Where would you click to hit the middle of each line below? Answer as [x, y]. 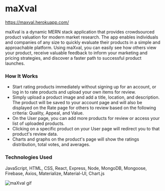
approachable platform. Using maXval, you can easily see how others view [81, 47]
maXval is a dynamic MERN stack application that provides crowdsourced [80, 32]
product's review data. [35, 134]
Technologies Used [29, 157]
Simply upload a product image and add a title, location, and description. [86, 97]
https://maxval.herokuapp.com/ [37, 22]
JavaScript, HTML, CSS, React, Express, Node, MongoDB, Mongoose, [76, 168]
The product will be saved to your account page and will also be [77, 103]
